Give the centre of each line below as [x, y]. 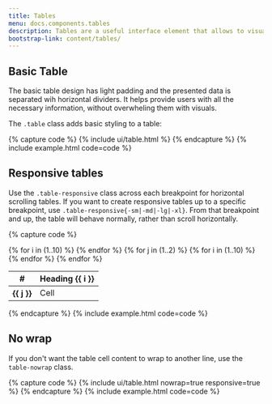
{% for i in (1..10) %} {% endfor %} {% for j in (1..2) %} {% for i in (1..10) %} [132, 250]
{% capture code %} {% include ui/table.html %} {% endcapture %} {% [127, 139]
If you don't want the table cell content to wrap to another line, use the [125, 358]
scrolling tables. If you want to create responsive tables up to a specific [127, 201]
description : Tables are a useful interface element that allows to [126, 31]
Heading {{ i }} [67, 279]
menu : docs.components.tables [59, 23]
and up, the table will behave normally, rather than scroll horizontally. [123, 219]
